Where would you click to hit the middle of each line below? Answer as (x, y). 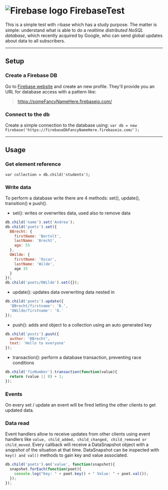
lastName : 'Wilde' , (34, 264)
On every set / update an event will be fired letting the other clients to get (80, 405)
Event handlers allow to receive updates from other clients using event (78, 434)
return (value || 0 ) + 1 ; (37, 377)
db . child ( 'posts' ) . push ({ (32, 334)
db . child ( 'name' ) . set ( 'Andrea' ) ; (40, 222)
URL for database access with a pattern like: (51, 91)
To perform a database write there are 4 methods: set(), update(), (73, 198)
